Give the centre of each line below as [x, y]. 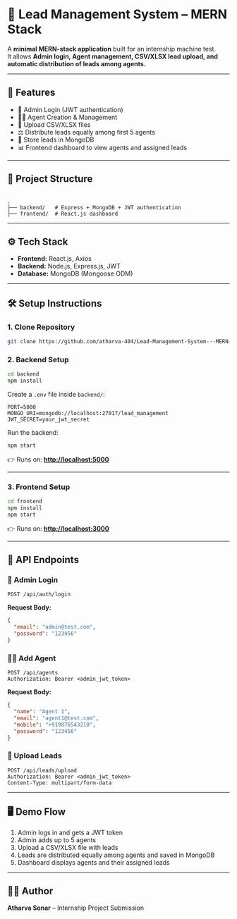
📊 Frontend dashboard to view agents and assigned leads [102, 147]
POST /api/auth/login [39, 595]
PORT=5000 [22, 407]
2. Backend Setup [38, 359]
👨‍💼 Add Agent [32, 658]
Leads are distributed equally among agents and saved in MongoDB [116, 855]
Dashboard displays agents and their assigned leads [94, 862]
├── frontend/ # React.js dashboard [63, 214]
